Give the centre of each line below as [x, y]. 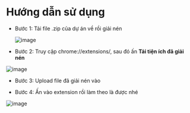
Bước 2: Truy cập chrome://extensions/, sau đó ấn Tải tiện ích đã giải [99, 51]
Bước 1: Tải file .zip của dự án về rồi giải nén [68, 28]
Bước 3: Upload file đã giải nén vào [58, 80]
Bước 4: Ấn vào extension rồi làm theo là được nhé [76, 92]
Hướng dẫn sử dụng [56, 12]
